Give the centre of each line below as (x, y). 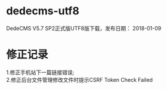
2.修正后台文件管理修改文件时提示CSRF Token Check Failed (80, 79)
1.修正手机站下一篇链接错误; (40, 72)
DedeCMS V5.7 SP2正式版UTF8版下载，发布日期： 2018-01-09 (84, 28)
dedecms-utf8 (43, 11)
